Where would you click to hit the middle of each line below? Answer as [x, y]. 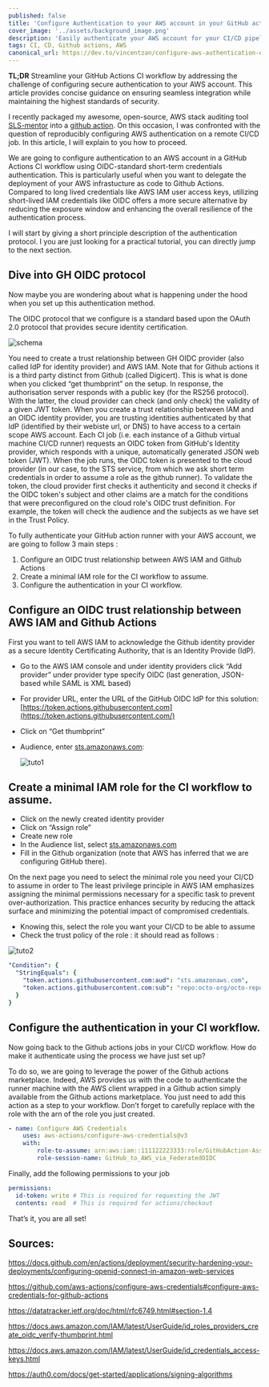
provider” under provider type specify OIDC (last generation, [120, 675]
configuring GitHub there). [63, 861]
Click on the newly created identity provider [92, 819]
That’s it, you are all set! [47, 1218]
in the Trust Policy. [39, 520]
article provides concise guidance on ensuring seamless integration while [130, 93]
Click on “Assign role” [56, 828]
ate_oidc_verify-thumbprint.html [61, 1335]
